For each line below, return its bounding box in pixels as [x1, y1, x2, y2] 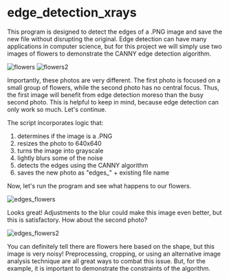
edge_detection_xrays [7, 5, 137, 21]
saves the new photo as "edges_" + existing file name [17, 168, 170, 177]
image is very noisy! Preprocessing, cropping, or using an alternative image [7, 249, 221, 258]
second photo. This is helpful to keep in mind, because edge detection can [7, 98, 219, 106]
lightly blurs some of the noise [17, 153, 103, 162]
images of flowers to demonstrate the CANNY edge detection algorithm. [7, 49, 212, 58]
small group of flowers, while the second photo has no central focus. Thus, [7, 83, 219, 91]
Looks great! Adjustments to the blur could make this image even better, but [7, 208, 222, 216]
